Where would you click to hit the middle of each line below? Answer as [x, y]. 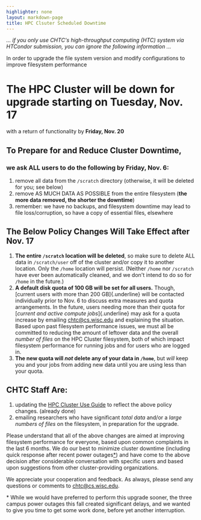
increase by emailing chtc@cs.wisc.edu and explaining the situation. [100, 320]
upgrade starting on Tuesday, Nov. [95, 102]
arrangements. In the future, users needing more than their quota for [100, 307]
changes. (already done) [45, 411]
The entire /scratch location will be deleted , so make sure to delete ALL [105, 255]
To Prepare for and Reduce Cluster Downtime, [94, 151]
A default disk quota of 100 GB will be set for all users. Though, [95, 288]
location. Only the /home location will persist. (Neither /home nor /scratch [104, 268]
